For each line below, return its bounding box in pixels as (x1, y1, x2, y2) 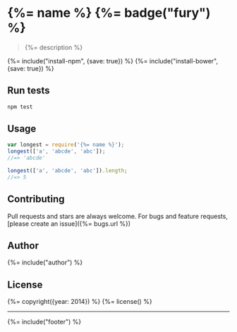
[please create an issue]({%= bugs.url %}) (7, 219, 131, 228)
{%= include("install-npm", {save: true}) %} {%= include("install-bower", (7, 56, 219, 65)
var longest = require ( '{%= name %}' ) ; (7, 141, 125, 148)
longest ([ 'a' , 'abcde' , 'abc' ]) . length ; (7, 167, 128, 174)
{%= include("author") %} (7, 258, 83, 267)
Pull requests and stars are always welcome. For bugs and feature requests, (7, 212, 228, 220)
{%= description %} (24, 43, 83, 51)
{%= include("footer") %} (7, 318, 82, 326)
